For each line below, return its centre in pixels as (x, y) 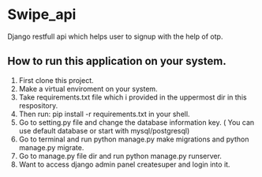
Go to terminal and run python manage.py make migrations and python (134, 139)
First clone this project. (56, 80)
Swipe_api (42, 15)
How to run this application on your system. (117, 61)
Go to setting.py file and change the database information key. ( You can (137, 122)
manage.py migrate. (51, 147)
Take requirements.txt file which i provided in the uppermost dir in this (133, 97)
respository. (38, 105)
